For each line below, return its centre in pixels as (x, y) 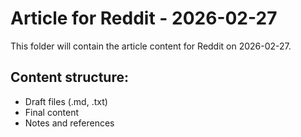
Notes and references (69, 123)
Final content (52, 112)
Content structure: (69, 77)
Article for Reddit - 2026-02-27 (144, 18)
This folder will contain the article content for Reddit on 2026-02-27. (151, 46)
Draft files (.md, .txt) (66, 101)
